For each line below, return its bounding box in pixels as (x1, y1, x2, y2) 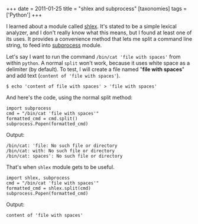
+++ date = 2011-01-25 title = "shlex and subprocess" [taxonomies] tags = (6, 5, 187, 12)
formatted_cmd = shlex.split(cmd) (6, 185, 92, 191)
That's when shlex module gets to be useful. (6, 164, 115, 171)
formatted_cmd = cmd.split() (6, 116, 78, 121)
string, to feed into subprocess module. (6, 41, 102, 49)
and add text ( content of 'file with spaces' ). (6, 72, 121, 79)
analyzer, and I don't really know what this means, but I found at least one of (6, 29, 192, 36)
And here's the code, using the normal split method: (6, 94, 133, 101)
